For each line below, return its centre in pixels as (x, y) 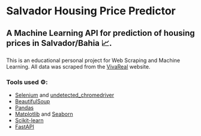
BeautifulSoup (32, 101)
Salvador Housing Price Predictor (91, 11)
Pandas (24, 108)
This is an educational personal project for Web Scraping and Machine (93, 60)
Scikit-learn (29, 120)
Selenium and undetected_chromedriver (64, 95)
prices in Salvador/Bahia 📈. (59, 43)
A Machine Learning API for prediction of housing (100, 33)
